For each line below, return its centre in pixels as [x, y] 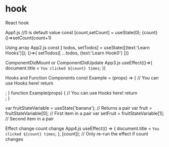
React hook [17, 23]
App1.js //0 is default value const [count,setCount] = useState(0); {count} [81, 32]
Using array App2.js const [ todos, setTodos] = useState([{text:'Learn [78, 47]
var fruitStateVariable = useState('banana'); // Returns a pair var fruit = [79, 108]
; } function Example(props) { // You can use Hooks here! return [71, 93]
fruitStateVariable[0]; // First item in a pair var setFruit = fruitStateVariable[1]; [85, 113]
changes [14, 139]
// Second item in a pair [30, 118]
